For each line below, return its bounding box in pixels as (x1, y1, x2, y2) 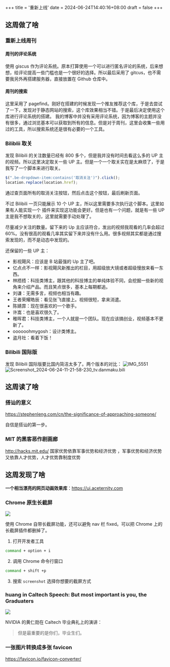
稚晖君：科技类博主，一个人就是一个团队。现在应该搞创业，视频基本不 (12, 315, 159, 322)
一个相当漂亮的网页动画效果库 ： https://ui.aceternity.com (5, 485, 123, 491)
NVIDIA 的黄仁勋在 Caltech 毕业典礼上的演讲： (5, 619, 102, 625)
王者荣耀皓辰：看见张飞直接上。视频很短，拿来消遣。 (12, 296, 124, 302)
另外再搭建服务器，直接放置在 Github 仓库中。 (14, 76, 110, 82)
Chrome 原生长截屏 (5, 499, 53, 506)
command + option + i (5, 548, 51, 554)
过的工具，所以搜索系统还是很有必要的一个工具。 (5, 126, 107, 132)
